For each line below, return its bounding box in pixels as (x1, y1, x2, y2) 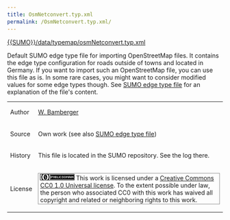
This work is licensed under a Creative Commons (76, 174, 214, 182)
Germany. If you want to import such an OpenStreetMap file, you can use (7, 66, 214, 74)
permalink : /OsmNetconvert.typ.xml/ (7, 18, 112, 25)
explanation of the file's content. (7, 88, 99, 96)
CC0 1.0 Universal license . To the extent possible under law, (40, 182, 210, 189)
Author (10, 108, 29, 117)
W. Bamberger (38, 108, 79, 117)
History (10, 151, 31, 159)
